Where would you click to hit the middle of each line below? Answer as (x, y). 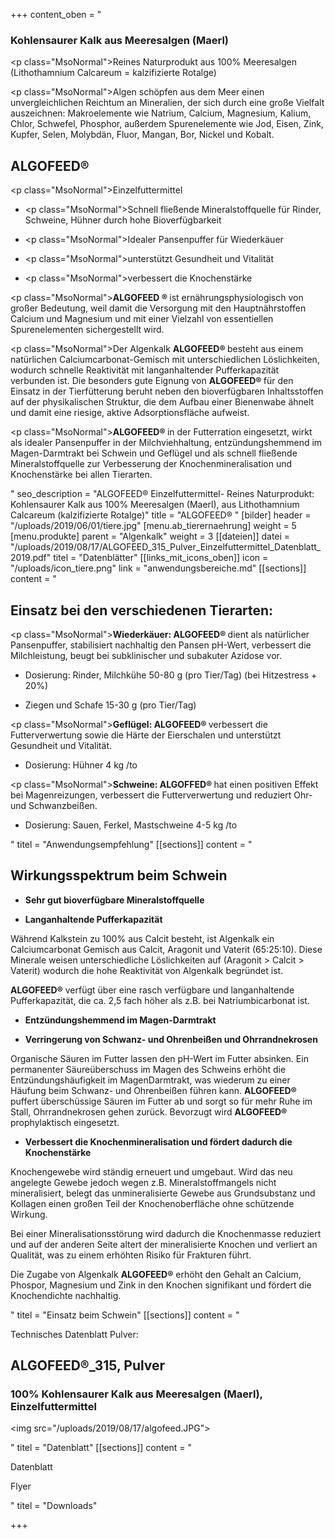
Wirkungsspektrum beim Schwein (119, 875)
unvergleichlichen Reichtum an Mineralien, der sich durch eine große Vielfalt (167, 103)
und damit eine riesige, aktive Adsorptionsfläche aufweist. (130, 413)
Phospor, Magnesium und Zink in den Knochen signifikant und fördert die (161, 1285)
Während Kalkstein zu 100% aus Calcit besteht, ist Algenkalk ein (142, 938)
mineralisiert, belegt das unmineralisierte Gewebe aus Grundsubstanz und (163, 1193)
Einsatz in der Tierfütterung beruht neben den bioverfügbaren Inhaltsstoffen (167, 391)
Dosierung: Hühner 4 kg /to (81, 765)
